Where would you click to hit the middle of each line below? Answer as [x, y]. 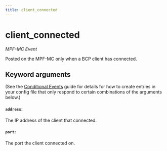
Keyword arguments [38, 74]
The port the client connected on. [40, 143]
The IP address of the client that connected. [51, 120]
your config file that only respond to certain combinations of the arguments [83, 92]
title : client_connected [31, 10]
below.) [13, 97]
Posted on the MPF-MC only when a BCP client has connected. [71, 59]
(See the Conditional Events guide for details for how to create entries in [80, 87]
